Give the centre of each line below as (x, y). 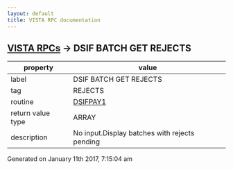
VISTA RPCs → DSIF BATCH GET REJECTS (100, 48)
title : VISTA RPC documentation (54, 20)
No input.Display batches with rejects (134, 133)
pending (87, 142)
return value (31, 113)
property (38, 68)
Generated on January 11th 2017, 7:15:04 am (70, 159)
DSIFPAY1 (89, 102)
